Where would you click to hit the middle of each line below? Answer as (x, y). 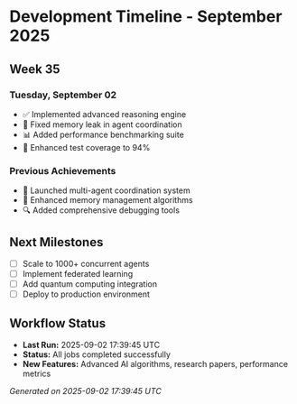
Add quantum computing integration (90, 284)
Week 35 (35, 69)
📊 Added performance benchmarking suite (103, 134)
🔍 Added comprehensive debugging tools (101, 210)
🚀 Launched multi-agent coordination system (107, 190)
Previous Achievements (63, 170)
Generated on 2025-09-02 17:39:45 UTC (86, 391)
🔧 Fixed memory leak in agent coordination (102, 124)
